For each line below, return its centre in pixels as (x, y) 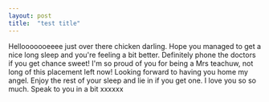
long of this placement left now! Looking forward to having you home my (128, 71)
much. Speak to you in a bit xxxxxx (66, 88)
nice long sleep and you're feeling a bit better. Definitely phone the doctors (132, 55)
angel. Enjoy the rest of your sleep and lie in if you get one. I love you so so (132, 80)
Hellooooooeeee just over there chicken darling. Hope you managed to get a (135, 46)
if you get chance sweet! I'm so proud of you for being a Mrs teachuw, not (131, 63)
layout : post (30, 16)
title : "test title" (45, 23)
